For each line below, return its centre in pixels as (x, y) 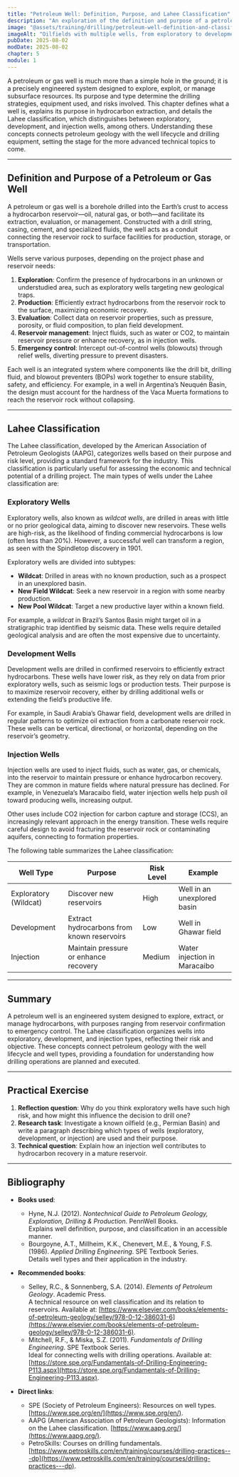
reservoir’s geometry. (38, 736)
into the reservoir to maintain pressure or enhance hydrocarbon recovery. (115, 778)
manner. (40, 1236)
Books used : (36, 1199)
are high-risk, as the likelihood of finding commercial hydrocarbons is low (115, 533)
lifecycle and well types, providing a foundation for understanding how (111, 1054)
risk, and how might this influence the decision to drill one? (104, 1115)
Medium (156, 957)
